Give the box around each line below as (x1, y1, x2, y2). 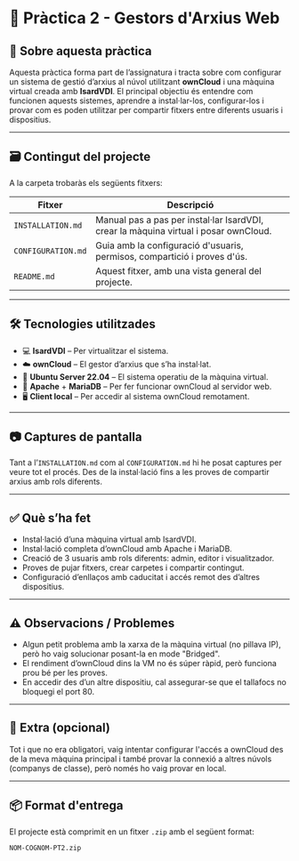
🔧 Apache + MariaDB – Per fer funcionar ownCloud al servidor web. (21, 381, 272, 391)
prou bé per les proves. (21, 667, 109, 679)
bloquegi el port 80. (21, 687, 95, 697)
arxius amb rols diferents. (9, 476, 103, 487)
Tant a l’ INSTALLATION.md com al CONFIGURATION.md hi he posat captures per (9, 457, 282, 468)
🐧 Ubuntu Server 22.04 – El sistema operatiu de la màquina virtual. (21, 371, 269, 382)
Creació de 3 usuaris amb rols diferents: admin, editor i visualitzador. (21, 553, 275, 564)
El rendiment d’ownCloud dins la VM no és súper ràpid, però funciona (21, 658, 278, 669)
